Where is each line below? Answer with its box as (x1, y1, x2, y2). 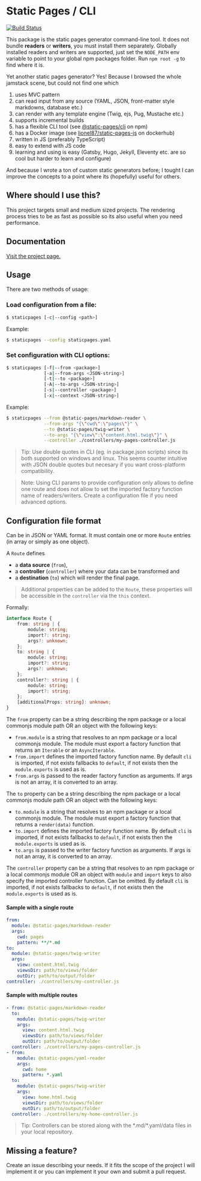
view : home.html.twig (22, 1094, 77, 1100)
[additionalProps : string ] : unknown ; (17, 699, 112, 706)
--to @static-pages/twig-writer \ (44, 426, 130, 432)
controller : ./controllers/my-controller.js (6, 978, 119, 984)
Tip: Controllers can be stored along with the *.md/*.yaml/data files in (20, 1122, 192, 1129)
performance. (6, 219, 40, 226)
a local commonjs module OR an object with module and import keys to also (6, 871, 192, 878)
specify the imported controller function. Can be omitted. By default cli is (6, 877, 189, 885)
